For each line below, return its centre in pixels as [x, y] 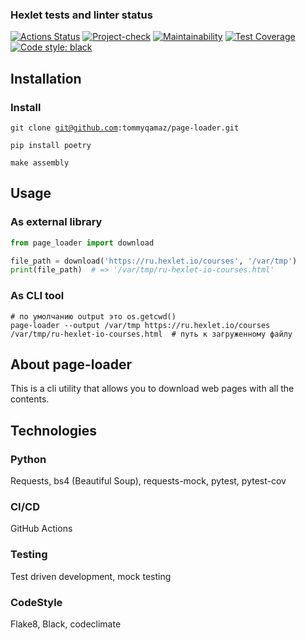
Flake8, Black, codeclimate [66, 624]
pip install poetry [51, 145]
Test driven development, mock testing [91, 576]
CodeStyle [36, 602]
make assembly [40, 163]
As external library [56, 222]
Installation [46, 78]
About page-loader [71, 364]
